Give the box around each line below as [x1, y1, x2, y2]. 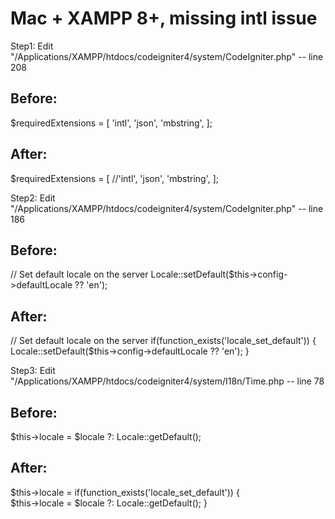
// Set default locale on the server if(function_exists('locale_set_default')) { [10, 335, 317, 347]
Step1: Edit [10, 40, 54, 52]
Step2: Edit [10, 192, 56, 204]
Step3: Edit [10, 365, 56, 377]
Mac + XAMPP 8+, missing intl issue [10, 7, 318, 30]
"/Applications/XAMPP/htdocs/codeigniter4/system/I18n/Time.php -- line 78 [10, 375, 325, 387]
